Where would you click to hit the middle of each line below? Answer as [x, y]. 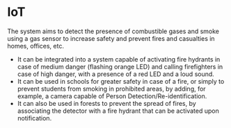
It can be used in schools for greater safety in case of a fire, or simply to [121, 81]
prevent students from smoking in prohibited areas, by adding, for [112, 89]
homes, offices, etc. [36, 46]
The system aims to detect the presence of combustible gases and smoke [113, 31]
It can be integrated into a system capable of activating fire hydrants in [119, 59]
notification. [34, 118]
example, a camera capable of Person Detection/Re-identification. [112, 96]
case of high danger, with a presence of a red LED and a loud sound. [115, 74]
